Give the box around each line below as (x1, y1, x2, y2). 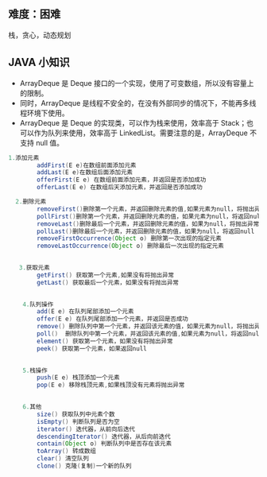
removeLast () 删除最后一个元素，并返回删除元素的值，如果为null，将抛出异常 (37, 219, 260, 228)
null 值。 (35, 138, 64, 147)
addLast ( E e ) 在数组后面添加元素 (37, 169, 133, 176)
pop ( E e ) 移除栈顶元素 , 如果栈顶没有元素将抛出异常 (37, 381, 185, 390)
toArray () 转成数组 (37, 448, 97, 456)
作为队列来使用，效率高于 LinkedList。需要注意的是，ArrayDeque (33, 128, 248, 138)
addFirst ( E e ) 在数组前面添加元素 (37, 161, 137, 169)
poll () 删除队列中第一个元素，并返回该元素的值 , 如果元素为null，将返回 (37, 330, 249, 338)
